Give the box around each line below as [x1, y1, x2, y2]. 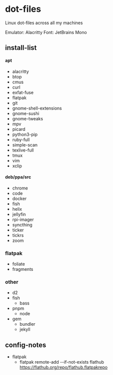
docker [12, 195, 27, 201]
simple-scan [12, 142, 38, 148]
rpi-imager [12, 216, 34, 223]
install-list [5, 43, 37, 52]
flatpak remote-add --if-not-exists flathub [19, 359, 104, 365]
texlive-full [12, 147, 34, 153]
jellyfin [12, 211, 26, 217]
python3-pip [12, 131, 38, 137]
